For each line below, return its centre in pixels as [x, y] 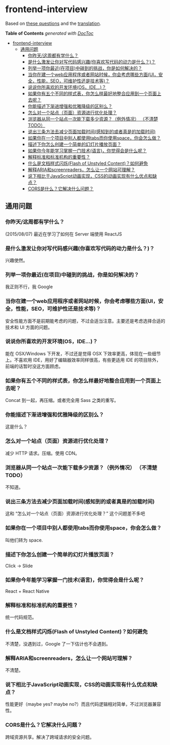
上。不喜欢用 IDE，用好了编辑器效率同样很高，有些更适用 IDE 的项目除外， [83, 360]
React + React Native [27, 591]
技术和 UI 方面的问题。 [29, 327]
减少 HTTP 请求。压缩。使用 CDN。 [43, 453]
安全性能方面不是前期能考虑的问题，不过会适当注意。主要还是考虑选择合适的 [85, 321]
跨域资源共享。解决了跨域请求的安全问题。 [50, 737]
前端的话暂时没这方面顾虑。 [34, 366]
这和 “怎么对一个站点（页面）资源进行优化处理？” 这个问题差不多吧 [75, 514]
